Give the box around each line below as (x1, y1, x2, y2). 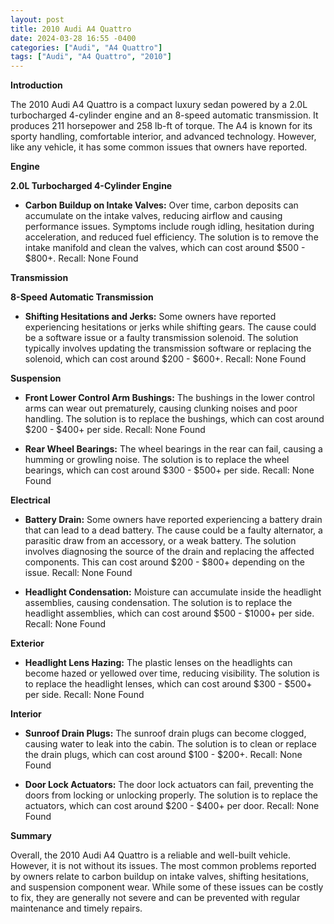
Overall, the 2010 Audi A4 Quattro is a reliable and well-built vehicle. (10, 849, 292, 861)
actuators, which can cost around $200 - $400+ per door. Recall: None (24, 800, 320, 812)
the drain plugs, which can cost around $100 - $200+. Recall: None (24, 749, 303, 761)
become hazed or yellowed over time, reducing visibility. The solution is (24, 667, 320, 680)
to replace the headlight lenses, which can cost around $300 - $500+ (24, 678, 313, 690)
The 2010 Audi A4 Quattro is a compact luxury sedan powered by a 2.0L (10, 99, 308, 111)
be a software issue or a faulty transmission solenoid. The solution (24, 332, 299, 344)
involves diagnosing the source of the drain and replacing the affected (24, 546, 315, 558)
